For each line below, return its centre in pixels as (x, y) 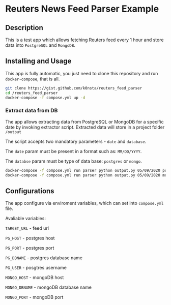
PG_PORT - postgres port (30, 248)
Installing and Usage (38, 61)
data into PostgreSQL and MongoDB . (40, 45)
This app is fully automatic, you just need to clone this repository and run (82, 73)
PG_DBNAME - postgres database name (44, 258)
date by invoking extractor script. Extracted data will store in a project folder (85, 127)
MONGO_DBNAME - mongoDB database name (48, 287)
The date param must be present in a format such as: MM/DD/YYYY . (74, 151)
